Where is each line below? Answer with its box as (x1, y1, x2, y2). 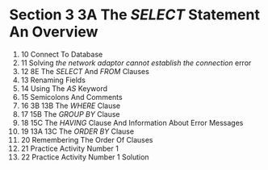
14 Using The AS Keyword (20, 83, 108, 93)
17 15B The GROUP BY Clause (20, 109, 120, 118)
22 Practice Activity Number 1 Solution (20, 151, 149, 162)
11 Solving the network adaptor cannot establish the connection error (20, 58, 252, 68)
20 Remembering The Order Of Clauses (20, 135, 153, 144)
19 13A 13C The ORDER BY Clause (20, 126, 135, 136)
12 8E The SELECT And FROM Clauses (20, 66, 150, 76)
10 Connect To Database (20, 49, 103, 59)
